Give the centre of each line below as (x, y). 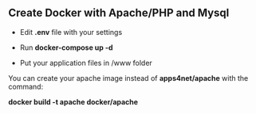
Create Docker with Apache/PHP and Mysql (119, 13)
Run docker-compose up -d (66, 47)
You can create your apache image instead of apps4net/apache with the (128, 78)
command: (26, 86)
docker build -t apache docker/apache (73, 101)
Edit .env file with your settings (71, 32)
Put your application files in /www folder (86, 63)
